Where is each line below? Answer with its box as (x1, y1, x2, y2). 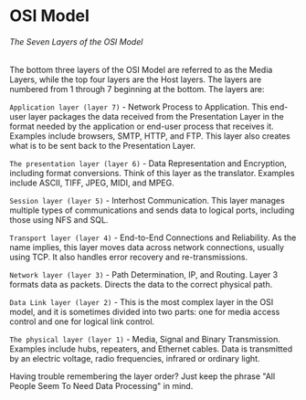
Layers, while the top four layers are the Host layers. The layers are (9, 74, 262, 85)
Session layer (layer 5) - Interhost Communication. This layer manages (9, 195, 285, 206)
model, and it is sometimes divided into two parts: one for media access (9, 307, 280, 318)
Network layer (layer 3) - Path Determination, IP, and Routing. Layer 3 (9, 269, 279, 280)
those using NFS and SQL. (9, 215, 109, 226)
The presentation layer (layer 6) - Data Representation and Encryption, (9, 158, 288, 169)
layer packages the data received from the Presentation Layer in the (28, 111, 285, 122)
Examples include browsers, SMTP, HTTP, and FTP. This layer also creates (9, 131, 290, 142)
